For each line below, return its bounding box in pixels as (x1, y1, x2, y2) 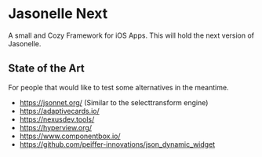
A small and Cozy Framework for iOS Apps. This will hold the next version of (8, 31, 255, 40)
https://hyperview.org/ (19, 122, 93, 132)
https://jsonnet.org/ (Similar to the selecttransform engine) (19, 97, 209, 107)
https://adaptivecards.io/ (19, 106, 100, 115)
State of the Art (8, 62, 85, 75)
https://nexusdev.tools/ (19, 115, 95, 124)
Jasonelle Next (8, 5, 108, 23)
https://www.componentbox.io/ (19, 131, 121, 141)
